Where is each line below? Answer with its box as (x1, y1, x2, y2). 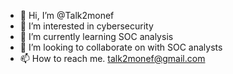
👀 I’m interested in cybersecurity (19, 20, 154, 32)
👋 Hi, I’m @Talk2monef (19, 10, 115, 21)
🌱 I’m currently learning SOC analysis (19, 31, 174, 42)
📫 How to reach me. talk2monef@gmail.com (19, 53, 206, 64)
